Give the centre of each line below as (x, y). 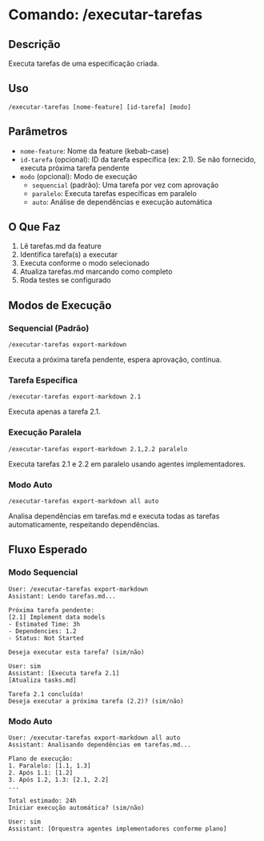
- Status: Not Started (46, 638)
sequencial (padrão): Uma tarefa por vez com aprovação (125, 185)
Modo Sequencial (43, 572)
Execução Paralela (45, 432)
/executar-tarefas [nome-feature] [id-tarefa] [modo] (100, 107)
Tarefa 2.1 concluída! (46, 694)
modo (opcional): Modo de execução (78, 176)
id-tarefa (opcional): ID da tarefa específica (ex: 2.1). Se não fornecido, (138, 159)
